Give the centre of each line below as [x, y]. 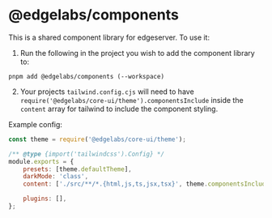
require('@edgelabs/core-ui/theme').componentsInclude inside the [132, 100]
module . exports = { [41, 161]
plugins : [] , [45, 199]
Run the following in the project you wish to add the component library [137, 53]
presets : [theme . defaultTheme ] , [77, 169]
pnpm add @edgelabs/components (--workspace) [86, 76]
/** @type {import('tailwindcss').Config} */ [86, 154]
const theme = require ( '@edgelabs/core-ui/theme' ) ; [97, 139]
